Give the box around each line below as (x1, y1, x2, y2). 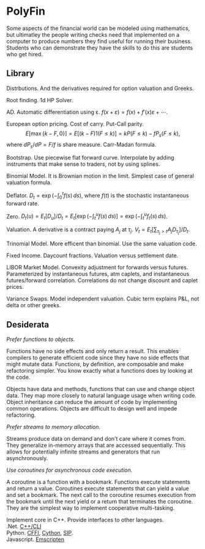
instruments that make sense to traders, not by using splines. (6, 160, 160, 168)
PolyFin (6, 4, 46, 18)
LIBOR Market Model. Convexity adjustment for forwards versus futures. (6, 264, 188, 271)
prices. (6, 283, 24, 291)
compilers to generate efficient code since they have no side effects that (6, 354, 190, 362)
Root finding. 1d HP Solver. (6, 96, 73, 103)
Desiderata (6, 319, 50, 330)
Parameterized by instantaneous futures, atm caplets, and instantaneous (6, 271, 190, 278)
